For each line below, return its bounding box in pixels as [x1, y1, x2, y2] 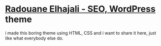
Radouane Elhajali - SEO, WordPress [5, 3, 156, 15]
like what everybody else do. [5, 35, 64, 41]
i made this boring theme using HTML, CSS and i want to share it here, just [5, 30, 157, 36]
